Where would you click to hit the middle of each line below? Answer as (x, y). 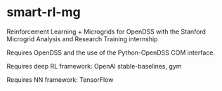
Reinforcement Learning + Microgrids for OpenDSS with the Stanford (106, 31)
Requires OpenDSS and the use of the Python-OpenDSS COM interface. (111, 52)
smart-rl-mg (44, 12)
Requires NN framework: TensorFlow (60, 79)
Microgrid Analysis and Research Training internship (82, 38)
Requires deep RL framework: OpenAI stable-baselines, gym (94, 66)
